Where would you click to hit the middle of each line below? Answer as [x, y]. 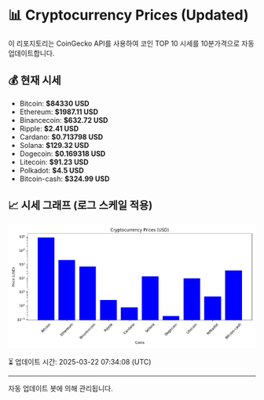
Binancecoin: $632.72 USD [64, 120]
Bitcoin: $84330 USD [54, 103]
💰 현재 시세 [35, 81]
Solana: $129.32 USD [54, 145]
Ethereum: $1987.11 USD [59, 112]
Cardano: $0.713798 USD [61, 137]
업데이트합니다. [31, 53]
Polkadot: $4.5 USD [51, 170]
